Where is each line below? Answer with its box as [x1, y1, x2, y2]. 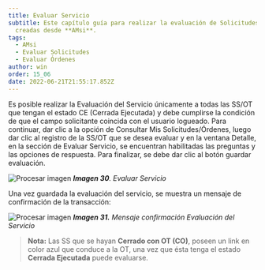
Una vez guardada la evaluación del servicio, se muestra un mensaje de [8, 189, 242, 198]
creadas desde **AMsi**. [15, 26, 97, 34]
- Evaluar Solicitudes [15, 48, 90, 56]
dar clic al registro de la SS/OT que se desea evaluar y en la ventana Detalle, [8, 133, 256, 142]
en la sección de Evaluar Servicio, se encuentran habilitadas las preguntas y [8, 141, 256, 151]
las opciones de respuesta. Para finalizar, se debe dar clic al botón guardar [8, 149, 252, 159]
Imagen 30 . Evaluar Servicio [73, 173, 167, 182]
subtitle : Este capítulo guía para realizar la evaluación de [8, 19, 217, 27]
